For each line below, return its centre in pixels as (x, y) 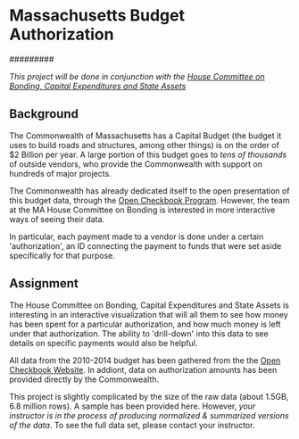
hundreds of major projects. (60, 173)
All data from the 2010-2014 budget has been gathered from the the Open (145, 360)
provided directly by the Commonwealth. (84, 379)
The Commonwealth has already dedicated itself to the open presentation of (149, 191)
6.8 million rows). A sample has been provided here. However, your (133, 406)
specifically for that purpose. (62, 255)
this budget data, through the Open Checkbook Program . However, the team (149, 200)
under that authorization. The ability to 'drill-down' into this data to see (139, 333)
